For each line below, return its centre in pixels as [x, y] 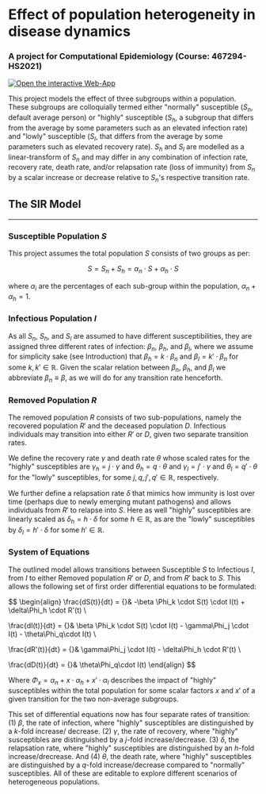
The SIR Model [45, 204]
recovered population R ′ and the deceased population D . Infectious [117, 426]
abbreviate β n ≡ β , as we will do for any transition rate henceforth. [116, 378]
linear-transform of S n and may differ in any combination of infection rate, [128, 158]
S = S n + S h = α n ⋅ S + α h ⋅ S [133, 270]
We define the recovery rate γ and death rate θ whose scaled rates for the [129, 458]
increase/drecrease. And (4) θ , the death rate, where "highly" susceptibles [130, 756]
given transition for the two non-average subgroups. [94, 699]
